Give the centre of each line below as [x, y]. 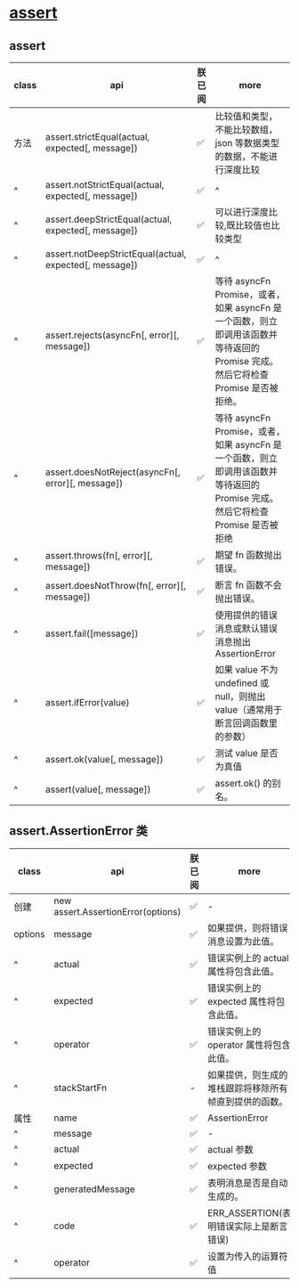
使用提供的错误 [246, 615]
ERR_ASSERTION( [245, 1212]
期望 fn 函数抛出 [248, 555]
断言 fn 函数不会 [248, 585]
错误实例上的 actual [248, 958]
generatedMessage [94, 1189]
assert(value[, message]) [98, 789]
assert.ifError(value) [88, 702]
